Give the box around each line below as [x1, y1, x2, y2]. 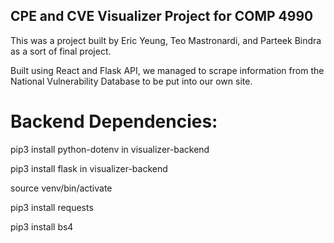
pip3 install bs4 [10, 220, 74, 233]
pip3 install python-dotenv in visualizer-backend [10, 143, 210, 155]
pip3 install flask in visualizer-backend [10, 162, 168, 174]
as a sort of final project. [10, 45, 112, 57]
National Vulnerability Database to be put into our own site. [10, 75, 253, 87]
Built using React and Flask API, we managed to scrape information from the [10, 64, 325, 76]
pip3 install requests [10, 201, 94, 213]
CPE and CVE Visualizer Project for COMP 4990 [10, 8, 314, 25]
